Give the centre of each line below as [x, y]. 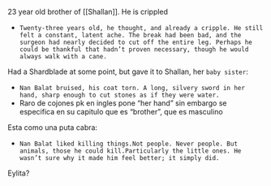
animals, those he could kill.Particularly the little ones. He [130, 151]
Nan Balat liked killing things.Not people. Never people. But [129, 144]
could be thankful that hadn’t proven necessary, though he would [134, 50]
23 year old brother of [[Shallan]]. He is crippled [88, 12]
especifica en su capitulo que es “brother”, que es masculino [121, 112]
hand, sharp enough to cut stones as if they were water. [119, 95]
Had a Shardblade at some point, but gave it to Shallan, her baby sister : [128, 71]
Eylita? [19, 173]
